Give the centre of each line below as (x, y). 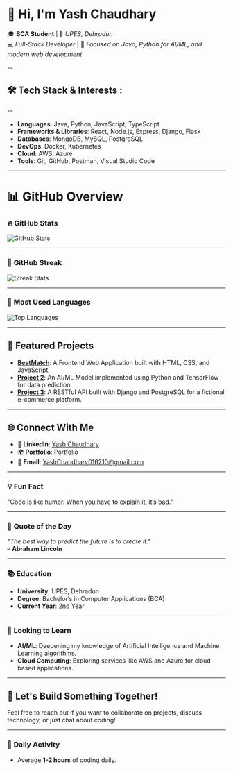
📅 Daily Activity (34, 745)
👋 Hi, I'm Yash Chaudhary (82, 14)
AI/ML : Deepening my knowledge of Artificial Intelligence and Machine (118, 645)
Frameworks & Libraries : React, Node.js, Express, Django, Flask (109, 131)
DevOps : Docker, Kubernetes (59, 146)
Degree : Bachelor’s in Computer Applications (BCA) (91, 599)
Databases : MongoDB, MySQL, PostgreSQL (80, 139)
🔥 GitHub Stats (33, 223)
